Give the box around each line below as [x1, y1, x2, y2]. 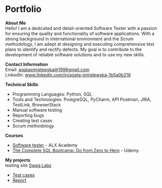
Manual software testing [12, 107, 62, 113]
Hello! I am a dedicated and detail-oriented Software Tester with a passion [5, 25, 158, 31]
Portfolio [5, 3, 42, 15]
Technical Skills [5, 81, 39, 88]
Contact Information [5, 61, 48, 67]
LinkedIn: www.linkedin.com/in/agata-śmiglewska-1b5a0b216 [5, 72, 131, 78]
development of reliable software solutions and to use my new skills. [5, 51, 145, 58]
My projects [5, 157, 31, 163]
